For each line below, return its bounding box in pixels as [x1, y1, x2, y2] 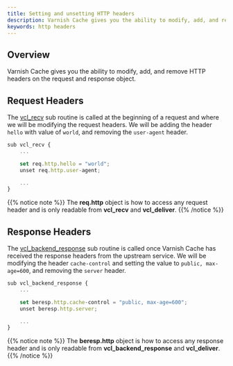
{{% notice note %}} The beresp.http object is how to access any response [7, 337, 224, 345]
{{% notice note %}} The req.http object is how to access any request [7, 199, 208, 207]
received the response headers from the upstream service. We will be [7, 251, 207, 260]
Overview [7, 49, 51, 60]
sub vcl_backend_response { [7, 280, 89, 287]
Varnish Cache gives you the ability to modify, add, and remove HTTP [7, 67, 206, 76]
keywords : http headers [7, 23, 76, 30]
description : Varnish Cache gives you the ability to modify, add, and [7, 17, 218, 24]
